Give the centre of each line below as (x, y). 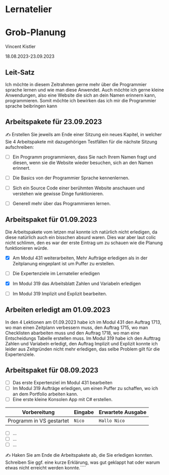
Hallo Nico (112, 421)
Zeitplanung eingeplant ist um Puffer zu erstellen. (64, 263)
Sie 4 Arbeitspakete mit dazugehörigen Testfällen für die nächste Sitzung (81, 142)
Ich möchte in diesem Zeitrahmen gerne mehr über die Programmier (76, 84)
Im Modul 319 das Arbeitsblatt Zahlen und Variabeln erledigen (77, 283)
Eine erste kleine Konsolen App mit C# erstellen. (63, 399)
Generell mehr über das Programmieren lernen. (62, 203)
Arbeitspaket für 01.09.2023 (51, 220)
